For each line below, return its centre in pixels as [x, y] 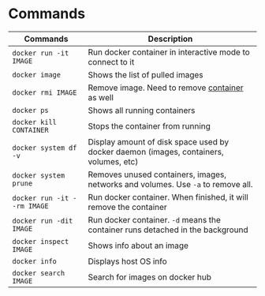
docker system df [45, 148]
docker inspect [41, 241]
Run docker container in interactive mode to [169, 52]
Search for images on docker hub [149, 277]
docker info [35, 261]
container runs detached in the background [168, 230]
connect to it [111, 62]
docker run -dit [43, 221]
